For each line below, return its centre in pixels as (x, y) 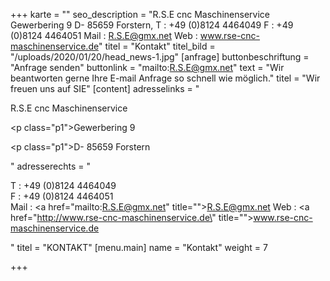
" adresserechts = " (51, 166)
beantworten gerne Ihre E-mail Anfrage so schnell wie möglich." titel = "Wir (165, 78)
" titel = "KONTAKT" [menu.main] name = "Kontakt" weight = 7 (139, 247)
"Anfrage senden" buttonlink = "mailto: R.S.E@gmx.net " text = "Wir (147, 67)
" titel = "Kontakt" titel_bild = (157, 46)
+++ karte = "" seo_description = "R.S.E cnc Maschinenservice (140, 14)
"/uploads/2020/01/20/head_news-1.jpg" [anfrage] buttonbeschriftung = (160, 57)
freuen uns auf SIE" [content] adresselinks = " (105, 88)
